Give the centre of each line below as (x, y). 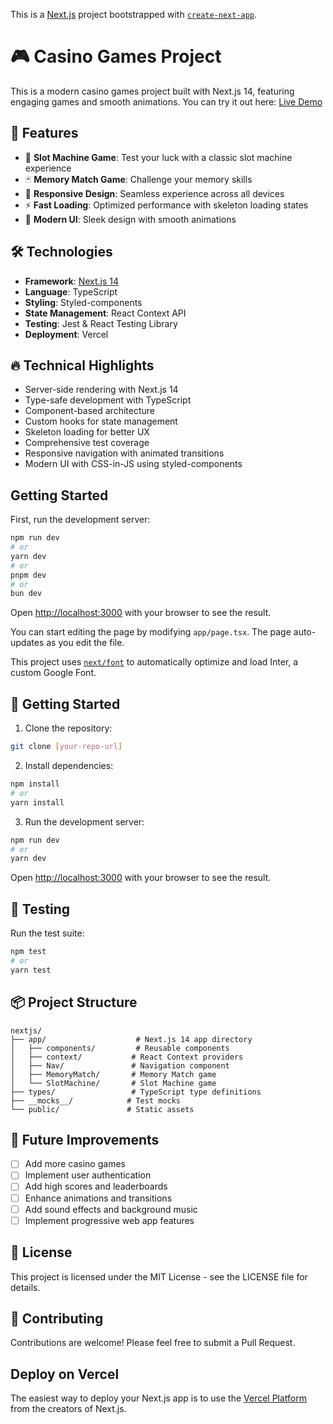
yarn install (37, 802)
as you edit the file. (85, 643)
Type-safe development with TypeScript (108, 400)
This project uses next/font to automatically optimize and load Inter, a (154, 662)
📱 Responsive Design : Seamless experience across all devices (154, 193)
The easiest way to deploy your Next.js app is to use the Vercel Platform (159, 1398)
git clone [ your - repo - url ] (66, 747)
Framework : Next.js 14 (72, 281)
